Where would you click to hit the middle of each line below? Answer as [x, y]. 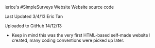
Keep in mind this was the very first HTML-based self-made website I [81, 35]
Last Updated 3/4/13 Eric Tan [34, 16]
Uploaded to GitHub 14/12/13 [33, 26]
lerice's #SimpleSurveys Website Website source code [59, 7]
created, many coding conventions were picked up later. [68, 40]
